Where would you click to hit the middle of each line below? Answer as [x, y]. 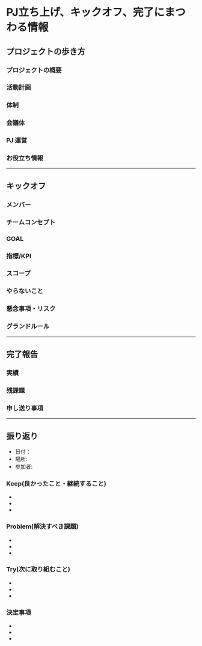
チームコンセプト [31, 222]
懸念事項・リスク [31, 309]
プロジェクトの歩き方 [46, 51]
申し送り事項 [25, 408]
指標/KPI [19, 256]
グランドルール [28, 326]
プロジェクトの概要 [34, 70]
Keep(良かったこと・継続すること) [56, 483]
